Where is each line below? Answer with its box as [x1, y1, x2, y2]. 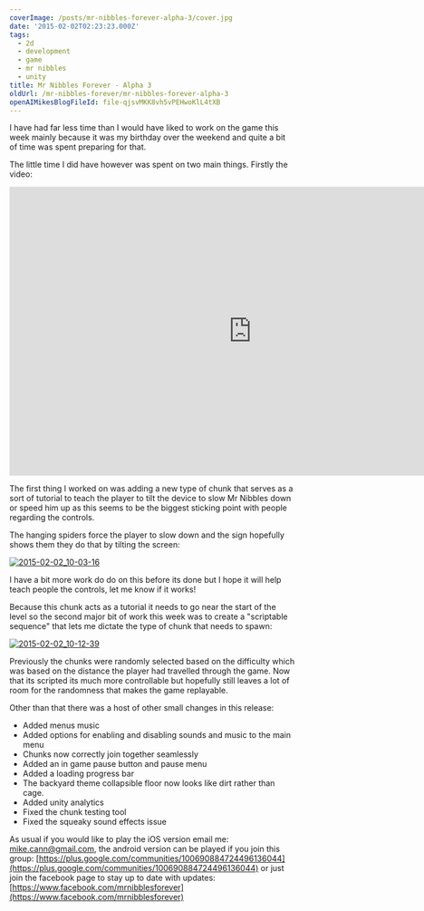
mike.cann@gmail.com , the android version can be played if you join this [9, 844, 281, 855]
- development [17, 47, 71, 56]
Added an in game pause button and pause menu [22, 759, 207, 770]
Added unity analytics [22, 797, 104, 808]
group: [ [9, 853, 39, 864]
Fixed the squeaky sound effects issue [22, 817, 168, 828]
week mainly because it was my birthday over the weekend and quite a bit [9, 132, 286, 143]
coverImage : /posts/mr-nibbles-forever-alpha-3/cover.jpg [9, 13, 233, 23]
